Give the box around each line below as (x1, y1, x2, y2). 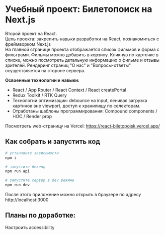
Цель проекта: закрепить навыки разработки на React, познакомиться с (5, 36, 160, 42)
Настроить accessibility (5, 224, 55, 230)
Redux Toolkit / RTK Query (12, 92, 67, 98)
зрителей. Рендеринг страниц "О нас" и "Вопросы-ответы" (5, 62, 131, 68)
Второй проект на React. (5, 30, 57, 36)
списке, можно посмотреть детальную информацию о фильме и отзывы (5, 57, 160, 63)
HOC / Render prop (12, 113, 52, 119)
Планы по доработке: (5, 211, 76, 220)
